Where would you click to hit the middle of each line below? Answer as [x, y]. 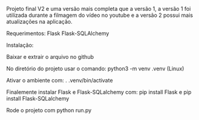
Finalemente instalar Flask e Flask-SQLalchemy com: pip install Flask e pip [99, 92]
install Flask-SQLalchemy [38, 98]
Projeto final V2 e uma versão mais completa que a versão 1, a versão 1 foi [99, 9]
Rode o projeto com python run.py [49, 110]
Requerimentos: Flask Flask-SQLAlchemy [58, 33]
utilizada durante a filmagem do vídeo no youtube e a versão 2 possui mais [100, 15]
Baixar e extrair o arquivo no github [50, 57]
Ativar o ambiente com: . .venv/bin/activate [60, 80]
